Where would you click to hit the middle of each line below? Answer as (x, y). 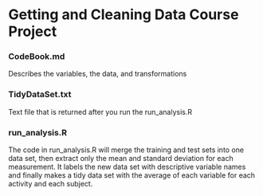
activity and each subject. (51, 184)
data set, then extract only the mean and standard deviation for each (121, 159)
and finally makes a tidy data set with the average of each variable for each (132, 175)
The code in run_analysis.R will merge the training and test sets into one (126, 150)
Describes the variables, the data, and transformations (98, 74)
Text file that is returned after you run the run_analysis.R (100, 112)
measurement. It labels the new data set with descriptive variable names (127, 167)
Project (33, 31)
